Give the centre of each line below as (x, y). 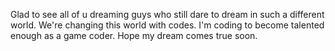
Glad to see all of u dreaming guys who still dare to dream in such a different (167, 14)
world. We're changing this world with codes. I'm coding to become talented (167, 25)
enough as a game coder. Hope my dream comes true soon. (134, 35)
